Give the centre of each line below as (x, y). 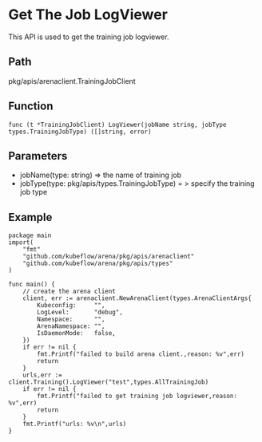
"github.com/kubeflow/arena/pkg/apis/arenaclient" (109, 257)
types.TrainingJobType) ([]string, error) (80, 132)
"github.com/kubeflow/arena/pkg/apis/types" (98, 264)
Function (31, 107)
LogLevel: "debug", (80, 313)
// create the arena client (69, 292)
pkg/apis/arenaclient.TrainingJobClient (72, 81)
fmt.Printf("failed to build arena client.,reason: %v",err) (141, 354)
